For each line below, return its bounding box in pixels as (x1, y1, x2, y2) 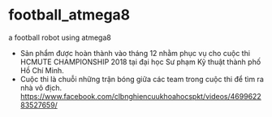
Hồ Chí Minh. (19, 65, 64, 75)
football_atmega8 (8, 6, 131, 24)
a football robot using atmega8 (8, 32, 111, 42)
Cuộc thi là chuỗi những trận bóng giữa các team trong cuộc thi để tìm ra (19, 74, 264, 84)
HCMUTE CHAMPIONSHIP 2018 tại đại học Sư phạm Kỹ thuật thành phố (19, 57, 261, 67)
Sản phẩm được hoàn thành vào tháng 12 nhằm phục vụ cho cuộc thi (19, 48, 250, 58)
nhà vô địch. (19, 83, 63, 93)
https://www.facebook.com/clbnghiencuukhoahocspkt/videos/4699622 (19, 91, 261, 101)
